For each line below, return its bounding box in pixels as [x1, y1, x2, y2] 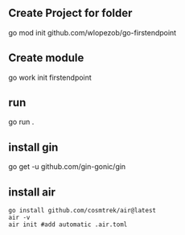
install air [8, 185, 56, 199]
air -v [8, 213, 31, 222]
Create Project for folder [8, 6, 133, 20]
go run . [8, 117, 35, 127]
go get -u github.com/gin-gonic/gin [8, 162, 126, 171]
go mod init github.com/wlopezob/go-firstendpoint [8, 27, 177, 37]
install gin [8, 140, 59, 154]
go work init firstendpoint [8, 72, 92, 82]
